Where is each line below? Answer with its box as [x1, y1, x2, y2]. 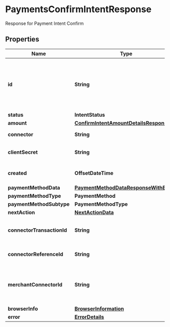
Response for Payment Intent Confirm [5, 20, 84, 26]
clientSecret [8, 149, 38, 156]
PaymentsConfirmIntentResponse [5, 4, 152, 15]
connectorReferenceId [8, 250, 63, 258]
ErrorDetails [74, 313, 105, 320]
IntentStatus [74, 111, 105, 118]
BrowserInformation [74, 305, 124, 312]
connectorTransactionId [8, 227, 67, 234]
